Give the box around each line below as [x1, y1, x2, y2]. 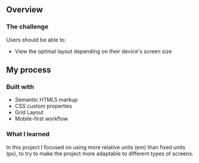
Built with [6, 83, 35, 91]
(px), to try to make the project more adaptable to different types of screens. [6, 150, 194, 157]
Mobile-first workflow [14, 115, 69, 123]
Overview [6, 5, 43, 15]
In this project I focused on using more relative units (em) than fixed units [6, 143, 186, 151]
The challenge [6, 23, 49, 31]
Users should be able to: [6, 36, 67, 43]
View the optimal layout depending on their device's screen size [14, 48, 172, 55]
